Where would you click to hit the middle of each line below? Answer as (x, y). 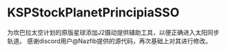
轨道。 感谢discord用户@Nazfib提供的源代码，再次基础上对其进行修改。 (110, 41)
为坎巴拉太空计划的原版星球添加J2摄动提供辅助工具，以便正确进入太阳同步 (113, 32)
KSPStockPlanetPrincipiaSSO (93, 13)
